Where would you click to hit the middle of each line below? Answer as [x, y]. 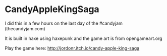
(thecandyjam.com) [25, 28]
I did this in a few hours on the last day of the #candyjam [64, 23]
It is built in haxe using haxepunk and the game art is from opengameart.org [83, 38]
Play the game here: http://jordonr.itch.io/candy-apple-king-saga [72, 48]
